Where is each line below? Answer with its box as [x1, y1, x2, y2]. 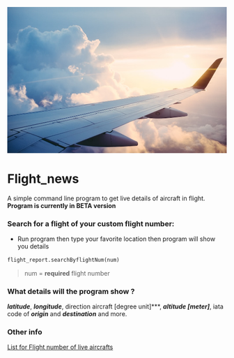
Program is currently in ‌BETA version [7, 201, 116, 209]
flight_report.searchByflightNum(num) [7, 256, 120, 263]
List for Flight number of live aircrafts [7, 343, 114, 352]
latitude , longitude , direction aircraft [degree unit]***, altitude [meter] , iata [7, 302, 224, 311]
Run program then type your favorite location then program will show [17, 234, 216, 243]
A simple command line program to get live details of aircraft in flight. [7, 194, 205, 202]
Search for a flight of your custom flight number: [7, 218, 175, 228]
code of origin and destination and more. [7, 310, 127, 318]
